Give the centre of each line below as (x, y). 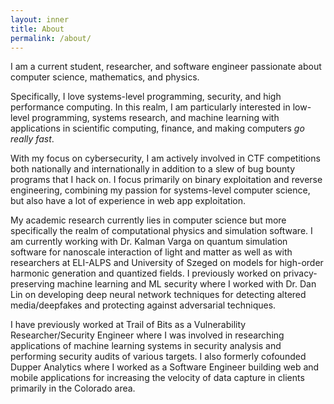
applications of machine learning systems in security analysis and (146, 346)
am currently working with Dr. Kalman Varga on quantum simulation (149, 242)
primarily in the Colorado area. (73, 388)
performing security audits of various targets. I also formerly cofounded (158, 357)
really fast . (32, 139)
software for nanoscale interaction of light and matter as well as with (151, 252)
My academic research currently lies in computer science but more (148, 220)
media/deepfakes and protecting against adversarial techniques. (143, 305)
